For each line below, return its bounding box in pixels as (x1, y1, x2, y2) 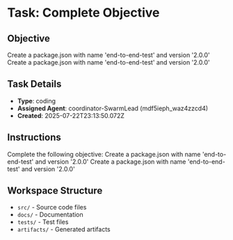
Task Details (7, 78, 62, 90)
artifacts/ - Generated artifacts (17, 225, 111, 234)
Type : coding (17, 96, 56, 105)
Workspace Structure (7, 185, 103, 197)
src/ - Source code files (17, 203, 87, 212)
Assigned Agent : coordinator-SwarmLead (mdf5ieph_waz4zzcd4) (17, 104, 209, 112)
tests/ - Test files (17, 218, 69, 226)
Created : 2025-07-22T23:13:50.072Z (17, 111, 125, 119)
